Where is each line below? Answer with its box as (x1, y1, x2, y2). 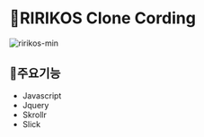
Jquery (22, 99, 49, 110)
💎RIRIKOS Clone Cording (9, 8, 196, 29)
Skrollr (22, 109, 47, 120)
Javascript (22, 90, 62, 101)
